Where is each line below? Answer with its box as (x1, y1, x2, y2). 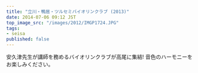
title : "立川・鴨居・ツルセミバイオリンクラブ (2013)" (6, 8, 130, 15)
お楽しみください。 (6, 61, 54, 68)
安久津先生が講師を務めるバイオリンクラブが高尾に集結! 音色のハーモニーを (6, 53, 193, 60)
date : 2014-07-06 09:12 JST (6, 14, 77, 20)
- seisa (6, 31, 26, 37)
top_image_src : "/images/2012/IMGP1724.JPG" (6, 20, 119, 26)
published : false (6, 36, 50, 42)
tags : (6, 25, 20, 31)
